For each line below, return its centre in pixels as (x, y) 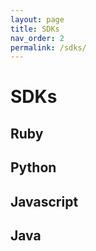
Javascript (44, 201)
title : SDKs (35, 29)
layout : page (37, 19)
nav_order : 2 (37, 38)
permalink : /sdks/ (48, 47)
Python (33, 167)
